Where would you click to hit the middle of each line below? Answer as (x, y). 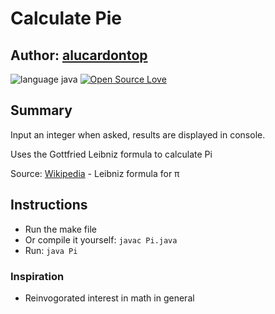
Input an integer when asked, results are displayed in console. (138, 134)
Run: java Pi (51, 250)
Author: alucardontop (79, 55)
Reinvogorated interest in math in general (109, 298)
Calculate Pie (66, 18)
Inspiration (37, 276)
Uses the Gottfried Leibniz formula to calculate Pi (111, 154)
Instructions (49, 205)
